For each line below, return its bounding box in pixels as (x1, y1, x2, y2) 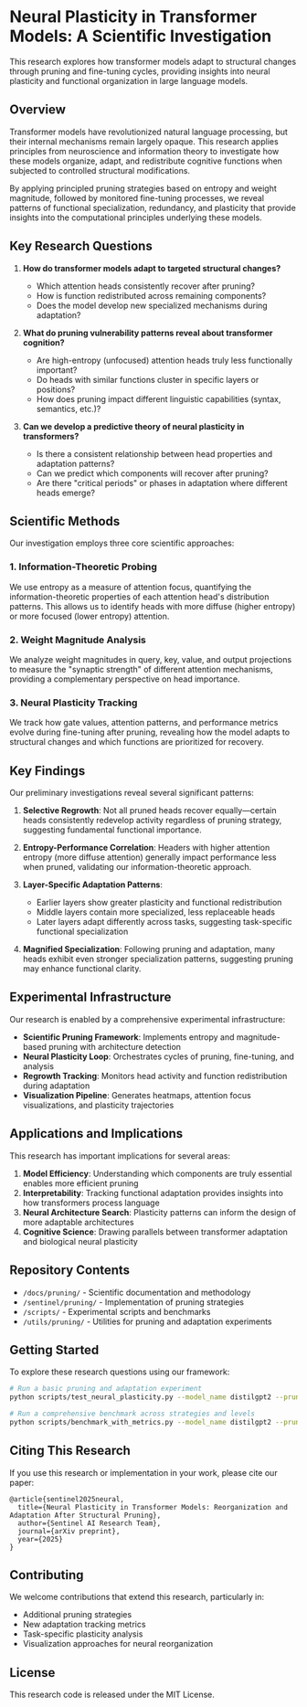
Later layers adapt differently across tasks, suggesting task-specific (36, 917, 292, 928)
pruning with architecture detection (48, 1041, 181, 1052)
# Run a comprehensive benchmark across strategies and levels (9, 1409, 256, 1418)
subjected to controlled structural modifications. (9, 164, 190, 175)
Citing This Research (9, 1443, 131, 1458)
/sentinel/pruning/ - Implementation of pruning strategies (22, 1296, 245, 1308)
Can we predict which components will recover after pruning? (36, 468, 269, 479)
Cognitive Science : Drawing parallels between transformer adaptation (22, 1226, 288, 1237)
